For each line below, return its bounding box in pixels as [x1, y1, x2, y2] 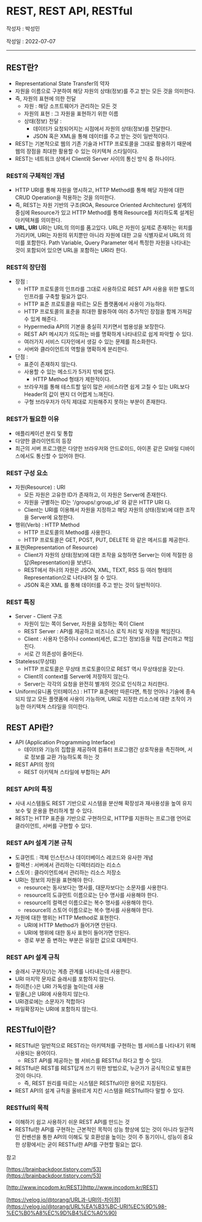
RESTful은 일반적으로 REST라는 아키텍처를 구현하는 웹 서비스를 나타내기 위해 [14, 1041, 196, 1049]
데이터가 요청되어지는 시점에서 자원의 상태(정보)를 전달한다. [32, 125, 173, 132]
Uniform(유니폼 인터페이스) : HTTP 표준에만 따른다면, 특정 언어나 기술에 [14, 688, 185, 695]
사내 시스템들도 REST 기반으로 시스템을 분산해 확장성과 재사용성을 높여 [14, 799, 182, 807]
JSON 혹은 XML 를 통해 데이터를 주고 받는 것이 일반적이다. [23, 581, 162, 588]
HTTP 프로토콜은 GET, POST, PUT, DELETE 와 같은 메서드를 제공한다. [23, 536, 190, 543]
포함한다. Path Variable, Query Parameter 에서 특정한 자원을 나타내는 [26, 239, 191, 246]
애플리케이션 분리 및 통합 [14, 429, 73, 437]
